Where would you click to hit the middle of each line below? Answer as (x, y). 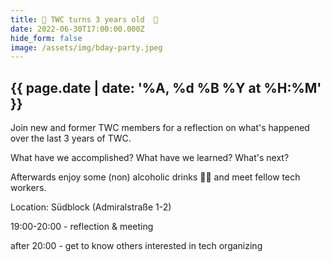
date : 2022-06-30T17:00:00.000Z (77, 29)
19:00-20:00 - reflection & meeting (82, 227)
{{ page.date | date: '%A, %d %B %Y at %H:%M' (166, 87)
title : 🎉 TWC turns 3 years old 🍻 (84, 19)
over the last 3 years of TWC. (71, 138)
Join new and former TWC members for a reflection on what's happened (160, 128)
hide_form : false (46, 38)
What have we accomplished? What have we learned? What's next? (150, 158)
